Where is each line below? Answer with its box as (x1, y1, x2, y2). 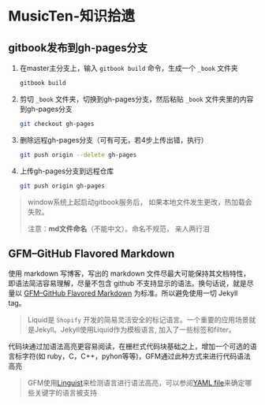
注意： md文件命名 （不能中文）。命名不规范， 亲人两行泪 (27, 224, 211, 233)
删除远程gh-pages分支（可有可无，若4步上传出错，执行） (19, 135, 208, 144)
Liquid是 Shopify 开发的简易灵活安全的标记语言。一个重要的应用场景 (27, 315, 249, 325)
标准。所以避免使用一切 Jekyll (140, 288, 238, 298)
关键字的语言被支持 (34, 388, 97, 398)
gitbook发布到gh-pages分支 (8, 41, 148, 54)
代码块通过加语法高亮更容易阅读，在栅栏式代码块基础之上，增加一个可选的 (8, 342, 250, 351)
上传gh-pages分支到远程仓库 (19, 166, 114, 176)
